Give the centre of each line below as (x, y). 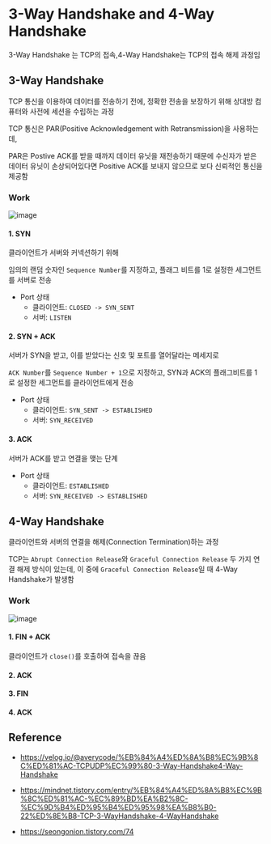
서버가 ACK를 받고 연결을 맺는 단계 (63, 458)
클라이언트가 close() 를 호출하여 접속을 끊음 (77, 655)
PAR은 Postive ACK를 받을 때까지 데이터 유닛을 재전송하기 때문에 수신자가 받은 (133, 155)
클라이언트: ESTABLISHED (70, 486)
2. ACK (20, 675)
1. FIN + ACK (30, 637)
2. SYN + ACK (32, 336)
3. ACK (20, 439)
